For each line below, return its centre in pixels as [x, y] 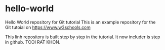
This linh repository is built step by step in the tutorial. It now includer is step [83, 37]
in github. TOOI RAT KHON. [33, 42]
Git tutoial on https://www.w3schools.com [48, 27]
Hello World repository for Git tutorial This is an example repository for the [81, 22]
